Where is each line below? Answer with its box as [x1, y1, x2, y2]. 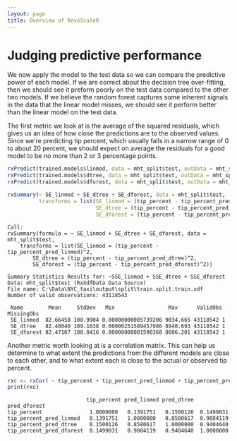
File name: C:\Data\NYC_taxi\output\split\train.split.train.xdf [7, 285, 203, 293]
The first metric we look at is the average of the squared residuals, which [7, 121, 220, 131]
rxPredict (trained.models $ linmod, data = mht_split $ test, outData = [7, 165, 213, 173]
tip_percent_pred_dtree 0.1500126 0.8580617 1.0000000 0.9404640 [7, 421, 229, 428]
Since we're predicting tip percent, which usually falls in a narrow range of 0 [7, 137, 229, 145]
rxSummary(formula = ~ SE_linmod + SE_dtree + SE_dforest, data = [7, 230, 207, 237]
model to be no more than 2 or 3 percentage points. [7, 152, 158, 160]
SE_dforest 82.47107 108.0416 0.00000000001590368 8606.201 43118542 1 [10, 329, 226, 336]
